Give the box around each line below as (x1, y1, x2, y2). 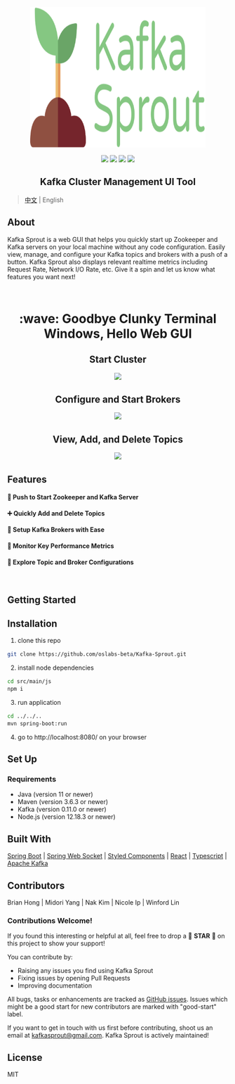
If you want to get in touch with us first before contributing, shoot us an (7, 1024, 213, 1032)
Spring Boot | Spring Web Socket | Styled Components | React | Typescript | (7, 852, 227, 860)
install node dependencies (17, 663, 95, 672)
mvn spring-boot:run (7, 720, 68, 727)
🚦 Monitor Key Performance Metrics (7, 542, 114, 550)
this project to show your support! (7, 939, 105, 948)
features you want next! (7, 272, 76, 281)
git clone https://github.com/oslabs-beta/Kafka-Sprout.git (7, 651, 187, 658)
